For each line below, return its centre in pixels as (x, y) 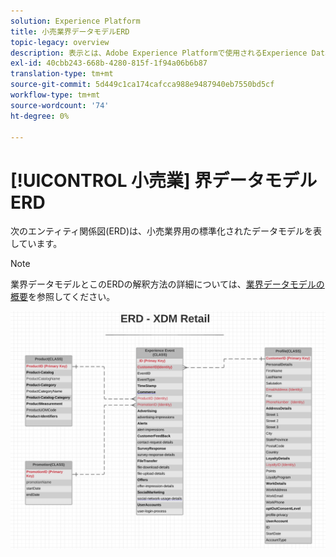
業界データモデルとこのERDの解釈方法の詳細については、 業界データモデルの (167, 284)
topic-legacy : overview (60, 42)
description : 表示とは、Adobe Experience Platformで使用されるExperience (159, 53)
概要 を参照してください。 (63, 297)
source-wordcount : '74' (60, 105)
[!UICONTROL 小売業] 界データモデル (164, 180)
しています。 (36, 244)
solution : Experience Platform (75, 21)
